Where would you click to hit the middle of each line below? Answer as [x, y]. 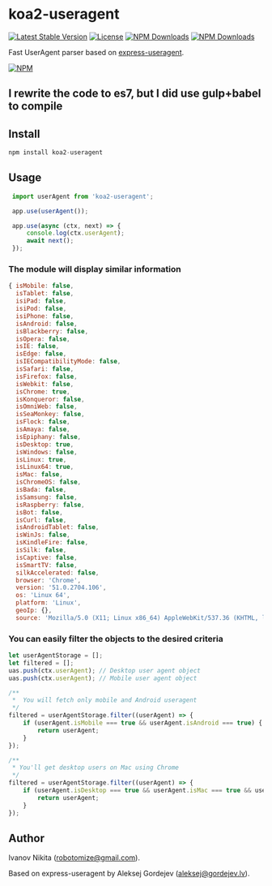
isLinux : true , [41, 459]
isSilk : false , [41, 550]
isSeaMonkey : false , [50, 415]
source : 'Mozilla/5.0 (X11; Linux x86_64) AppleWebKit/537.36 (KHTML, [137, 617]
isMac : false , [39, 475]
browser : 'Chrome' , [49, 580]
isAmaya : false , [43, 429]
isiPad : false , [41, 301]
